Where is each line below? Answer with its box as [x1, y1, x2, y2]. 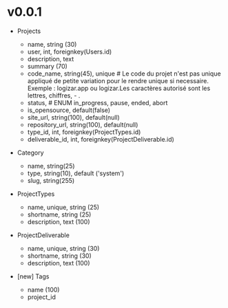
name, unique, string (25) [27, 203, 100, 211]
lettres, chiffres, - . [27, 91, 81, 100]
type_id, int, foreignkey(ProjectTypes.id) [27, 128, 141, 136]
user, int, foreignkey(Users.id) [27, 47, 112, 56]
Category [17, 148, 44, 157]
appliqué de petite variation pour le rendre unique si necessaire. [27, 76, 209, 85]
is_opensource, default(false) [27, 106, 111, 114]
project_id [27, 293, 56, 301]
